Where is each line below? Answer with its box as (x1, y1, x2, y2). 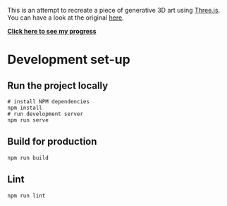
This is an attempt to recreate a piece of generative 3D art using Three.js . (7, 6, 221, 14)
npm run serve (7, 117, 49, 124)
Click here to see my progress (7, 27, 97, 35)
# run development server (7, 110, 83, 117)
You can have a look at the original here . (7, 13, 125, 22)
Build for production (7, 136, 97, 148)
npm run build (7, 154, 49, 161)
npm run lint (7, 192, 46, 199)
